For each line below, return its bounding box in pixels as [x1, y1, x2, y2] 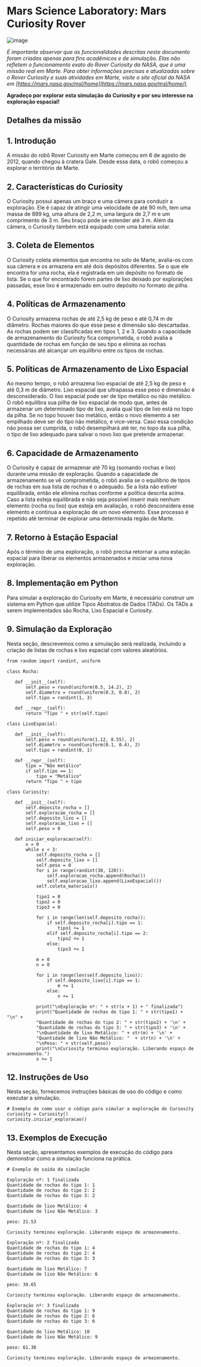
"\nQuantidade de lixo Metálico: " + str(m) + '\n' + [36, 1029, 172, 1036]
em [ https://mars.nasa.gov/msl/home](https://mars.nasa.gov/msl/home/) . [7, 80, 188, 87]
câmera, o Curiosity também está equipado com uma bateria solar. [7, 223, 171, 230]
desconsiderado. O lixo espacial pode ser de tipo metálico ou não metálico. [7, 393, 192, 400]
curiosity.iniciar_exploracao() [7, 1116, 87, 1123]
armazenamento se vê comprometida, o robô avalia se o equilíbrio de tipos [7, 477, 190, 484]
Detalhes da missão [7, 116, 82, 126]
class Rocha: [7, 669, 39, 675]
